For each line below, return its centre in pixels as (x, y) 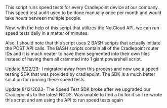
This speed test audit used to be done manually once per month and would (83, 13)
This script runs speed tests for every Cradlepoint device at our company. (82, 7)
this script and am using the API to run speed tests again (64, 100)
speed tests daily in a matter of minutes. (47, 33)
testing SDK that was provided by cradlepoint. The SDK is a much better (80, 74)
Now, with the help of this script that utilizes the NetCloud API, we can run (82, 28)
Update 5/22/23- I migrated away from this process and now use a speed (82, 69)
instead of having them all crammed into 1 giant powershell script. (74, 59)
